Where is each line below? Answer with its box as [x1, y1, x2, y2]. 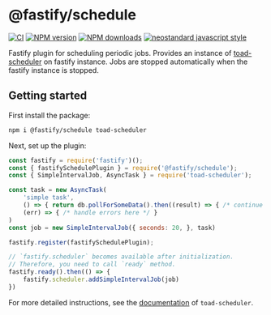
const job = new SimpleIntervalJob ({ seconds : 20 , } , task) [8, 223, 217, 232]
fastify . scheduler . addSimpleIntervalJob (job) [23, 275, 180, 283]
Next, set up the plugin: [8, 140, 87, 151]
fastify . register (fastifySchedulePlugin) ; [8, 238, 154, 246]
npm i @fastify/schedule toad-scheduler [8, 126, 148, 134]
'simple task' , [23, 194, 75, 202]
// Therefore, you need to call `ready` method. [8, 261, 176, 269]
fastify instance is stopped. [8, 65, 99, 74]
